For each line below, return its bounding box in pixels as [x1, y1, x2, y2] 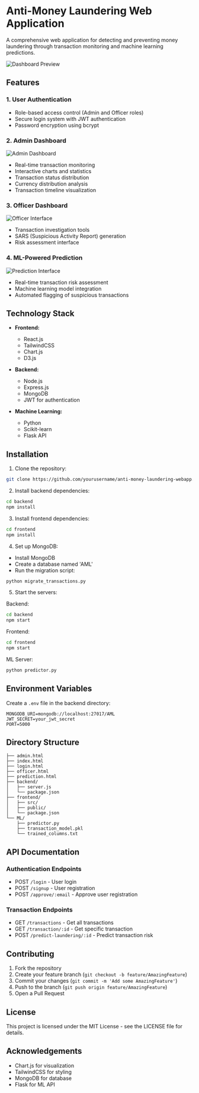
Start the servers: [14, 589, 57, 596]
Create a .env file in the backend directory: [6, 699, 111, 706]
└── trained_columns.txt [17, 831, 78, 837]
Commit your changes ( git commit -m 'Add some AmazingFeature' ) [14, 977, 178, 984]
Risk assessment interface [14, 239, 79, 246]
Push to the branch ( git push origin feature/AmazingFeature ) [14, 983, 168, 991]
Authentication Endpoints [6, 865, 82, 873]
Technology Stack [6, 308, 75, 318]
